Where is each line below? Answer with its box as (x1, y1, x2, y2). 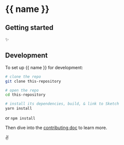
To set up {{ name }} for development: (5, 64, 83, 70)
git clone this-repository (5, 79, 61, 84)
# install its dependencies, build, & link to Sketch (5, 101, 120, 107)
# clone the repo (5, 74, 41, 79)
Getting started (5, 23, 54, 32)
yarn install (5, 106, 32, 111)
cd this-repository (5, 92, 46, 98)
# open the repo (5, 88, 39, 93)
